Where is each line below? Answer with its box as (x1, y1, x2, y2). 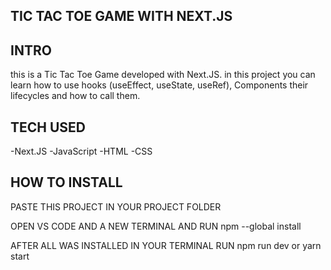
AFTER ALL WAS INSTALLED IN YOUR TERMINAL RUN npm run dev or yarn (10, 239, 322, 251)
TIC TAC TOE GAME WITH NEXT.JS (10, 8, 233, 25)
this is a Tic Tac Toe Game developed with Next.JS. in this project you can (10, 69, 316, 81)
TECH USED (10, 119, 87, 136)
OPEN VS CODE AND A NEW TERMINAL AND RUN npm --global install (10, 220, 302, 232)
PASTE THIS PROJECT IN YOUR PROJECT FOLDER (10, 200, 222, 213)
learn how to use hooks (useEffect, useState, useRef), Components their (10, 79, 309, 91)
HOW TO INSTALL (10, 174, 123, 191)
